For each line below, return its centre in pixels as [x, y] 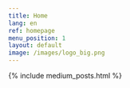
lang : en [23, 23]
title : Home [28, 16]
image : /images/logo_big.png [57, 53]
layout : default [35, 46]
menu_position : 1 [37, 38]
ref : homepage [32, 30]
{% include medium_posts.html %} [65, 76]
